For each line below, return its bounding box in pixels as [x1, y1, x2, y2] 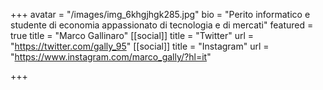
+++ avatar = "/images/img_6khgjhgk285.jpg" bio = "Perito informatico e [10, 9, 311, 20]
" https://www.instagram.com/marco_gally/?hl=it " [10, 51, 212, 63]
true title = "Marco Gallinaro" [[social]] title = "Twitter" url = [10, 30, 254, 41]
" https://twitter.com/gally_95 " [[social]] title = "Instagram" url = [10, 40, 270, 52]
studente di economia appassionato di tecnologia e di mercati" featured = [10, 19, 314, 31]
